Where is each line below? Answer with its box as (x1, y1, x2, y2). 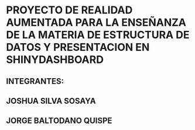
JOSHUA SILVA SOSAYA (6, 96, 96, 106)
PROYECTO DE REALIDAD (6, 3, 133, 17)
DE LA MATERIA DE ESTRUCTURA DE (6, 29, 190, 41)
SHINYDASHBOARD (6, 53, 104, 66)
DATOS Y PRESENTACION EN (6, 41, 150, 54)
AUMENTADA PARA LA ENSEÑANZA (6, 16, 186, 29)
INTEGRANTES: (6, 76, 64, 86)
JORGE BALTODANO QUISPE (6, 116, 112, 126)
